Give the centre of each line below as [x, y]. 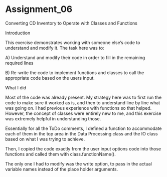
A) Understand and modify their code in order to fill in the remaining [75, 57]
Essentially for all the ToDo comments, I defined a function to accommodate [83, 128]
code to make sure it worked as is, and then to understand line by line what [83, 103]
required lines [19, 63]
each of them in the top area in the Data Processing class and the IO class [81, 133]
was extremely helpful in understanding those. [53, 118]
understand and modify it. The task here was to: [55, 48]
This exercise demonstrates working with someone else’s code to [73, 42]
